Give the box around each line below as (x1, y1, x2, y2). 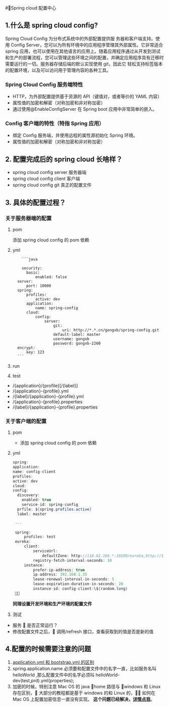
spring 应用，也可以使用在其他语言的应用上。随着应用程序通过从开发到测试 (5, 48, 161, 54)
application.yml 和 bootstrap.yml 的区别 (12, 659, 95, 665)
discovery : (17, 493, 40, 498)
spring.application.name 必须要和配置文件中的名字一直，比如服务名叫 (12, 665, 157, 672)
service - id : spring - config (22, 502, 78, 507)
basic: (26, 270, 40, 275)
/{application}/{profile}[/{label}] (12, 382, 78, 388)
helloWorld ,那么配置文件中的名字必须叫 (12, 672, 95, 678)
